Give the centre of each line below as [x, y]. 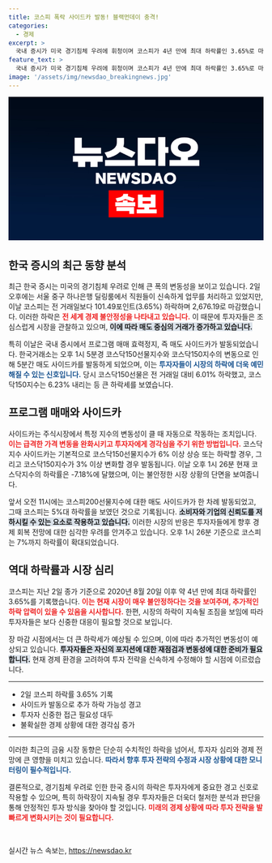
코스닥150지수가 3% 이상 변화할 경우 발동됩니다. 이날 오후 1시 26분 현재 [136, 464]
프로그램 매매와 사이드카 [65, 412]
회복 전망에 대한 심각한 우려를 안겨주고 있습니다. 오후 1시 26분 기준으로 [128, 532]
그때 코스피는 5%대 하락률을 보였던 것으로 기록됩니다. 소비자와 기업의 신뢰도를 [132, 512]
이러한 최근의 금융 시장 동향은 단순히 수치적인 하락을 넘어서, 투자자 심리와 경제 [132, 749]
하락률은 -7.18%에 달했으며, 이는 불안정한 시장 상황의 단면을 [137, 474]
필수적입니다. [50, 770]
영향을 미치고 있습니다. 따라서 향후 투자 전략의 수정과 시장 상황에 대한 [140, 759]
